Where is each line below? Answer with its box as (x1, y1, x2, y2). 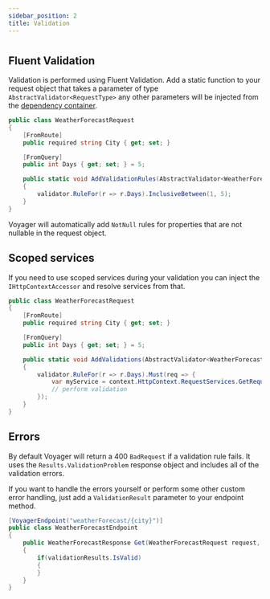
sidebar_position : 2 (8, 11, 78, 20)
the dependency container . (8, 101, 98, 111)
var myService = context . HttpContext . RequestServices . (51, 378, 239, 386)
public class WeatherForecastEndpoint (8, 524, 138, 532)
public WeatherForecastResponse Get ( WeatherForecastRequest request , (22, 539, 261, 547)
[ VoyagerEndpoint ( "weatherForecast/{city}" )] (8, 516, 163, 524)
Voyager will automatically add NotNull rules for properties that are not (8, 219, 243, 229)
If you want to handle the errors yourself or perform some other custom (8, 483, 245, 494)
